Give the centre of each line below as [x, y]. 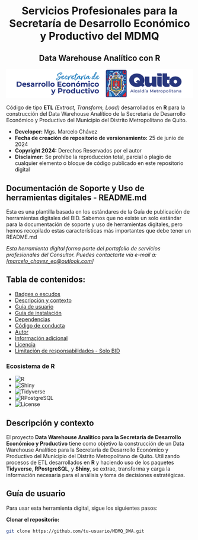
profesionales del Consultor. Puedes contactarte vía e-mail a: [82, 255]
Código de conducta [40, 325]
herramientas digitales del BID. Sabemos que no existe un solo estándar [94, 218]
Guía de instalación [38, 313]
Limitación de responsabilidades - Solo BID [67, 351]
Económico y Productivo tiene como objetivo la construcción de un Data [95, 443]
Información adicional [41, 338]
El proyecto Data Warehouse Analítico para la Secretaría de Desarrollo [94, 437]
